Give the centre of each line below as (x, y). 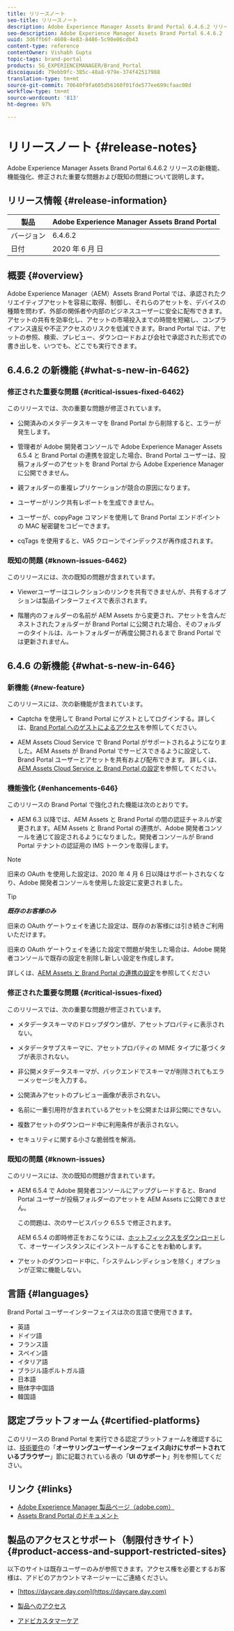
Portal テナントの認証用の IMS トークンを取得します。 (95, 845)
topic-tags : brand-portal (45, 59)
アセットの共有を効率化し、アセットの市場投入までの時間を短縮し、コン (111, 320)
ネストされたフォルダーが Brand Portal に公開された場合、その (107, 624)
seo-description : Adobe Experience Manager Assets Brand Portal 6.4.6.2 (115, 33)
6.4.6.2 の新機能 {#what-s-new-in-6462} (99, 370)
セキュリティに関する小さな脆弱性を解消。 (78, 1139)
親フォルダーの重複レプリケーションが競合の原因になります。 (106, 488)
